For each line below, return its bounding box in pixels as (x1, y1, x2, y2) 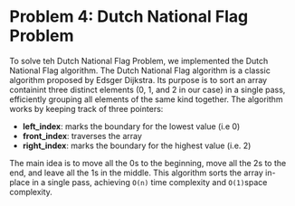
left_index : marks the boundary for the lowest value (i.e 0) (22, 120, 241, 132)
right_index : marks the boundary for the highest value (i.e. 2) (22, 140, 252, 151)
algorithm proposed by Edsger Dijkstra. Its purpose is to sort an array (9, 74, 268, 85)
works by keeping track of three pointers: (9, 103, 164, 114)
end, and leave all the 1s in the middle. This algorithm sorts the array (9, 167, 264, 178)
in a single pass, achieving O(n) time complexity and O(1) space (31, 176, 268, 187)
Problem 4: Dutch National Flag (9, 6, 249, 27)
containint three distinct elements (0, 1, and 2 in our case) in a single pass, (9, 84, 286, 95)
